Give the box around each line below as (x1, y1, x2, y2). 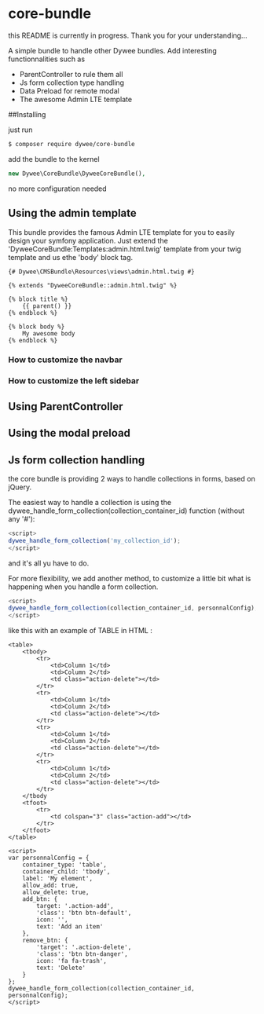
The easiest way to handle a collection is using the (8, 497, 171, 507)
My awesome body (22, 329, 76, 338)
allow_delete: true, (22, 888, 90, 896)
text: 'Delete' (36, 964, 86, 972)
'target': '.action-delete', (36, 943, 132, 951)
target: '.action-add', (36, 902, 114, 910)
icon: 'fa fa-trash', (36, 957, 108, 965)
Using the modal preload (8, 426, 131, 440)
